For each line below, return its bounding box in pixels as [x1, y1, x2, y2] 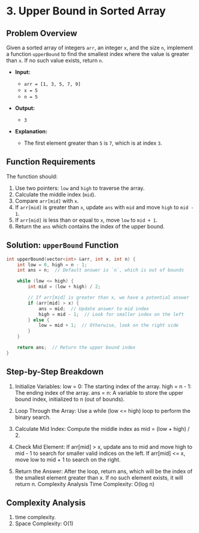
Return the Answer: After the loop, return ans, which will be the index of [14, 468, 193, 475]
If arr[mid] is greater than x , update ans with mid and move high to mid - [14, 203, 194, 211]
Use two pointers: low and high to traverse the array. [14, 184, 145, 192]
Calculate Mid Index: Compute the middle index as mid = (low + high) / [14, 425, 190, 432]
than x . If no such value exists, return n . [6, 57, 103, 64]
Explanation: [14, 128, 47, 135]
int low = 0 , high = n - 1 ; [17, 261, 87, 268]
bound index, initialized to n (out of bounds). [14, 395, 125, 403]
